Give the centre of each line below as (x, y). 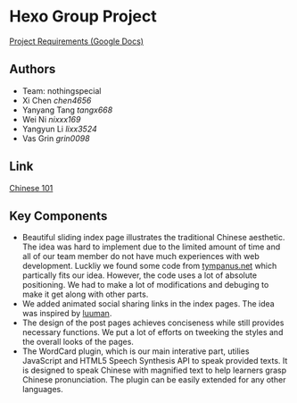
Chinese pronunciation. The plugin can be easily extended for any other (154, 380)
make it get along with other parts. (85, 294)
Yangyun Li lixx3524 (60, 129)
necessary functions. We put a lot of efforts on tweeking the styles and (153, 332)
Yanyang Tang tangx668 (67, 110)
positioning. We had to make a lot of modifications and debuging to (145, 285)
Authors (33, 69)
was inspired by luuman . (67, 314)
